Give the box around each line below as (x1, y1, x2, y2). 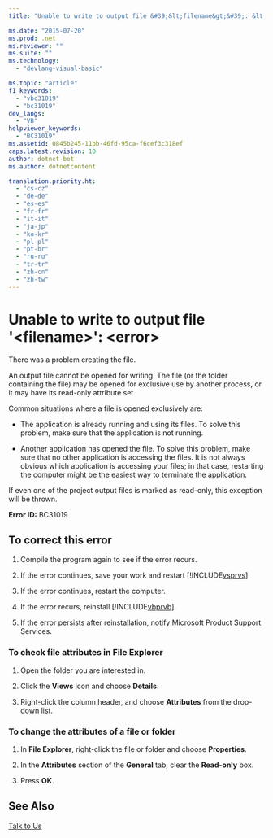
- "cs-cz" (15, 185, 49, 193)
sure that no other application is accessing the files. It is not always (19, 452, 245, 462)
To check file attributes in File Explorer (8, 647, 164, 658)
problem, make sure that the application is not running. (19, 428, 204, 438)
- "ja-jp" (15, 222, 49, 230)
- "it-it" (15, 215, 49, 223)
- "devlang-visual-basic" (15, 64, 104, 73)
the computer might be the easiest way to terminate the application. (19, 469, 248, 479)
